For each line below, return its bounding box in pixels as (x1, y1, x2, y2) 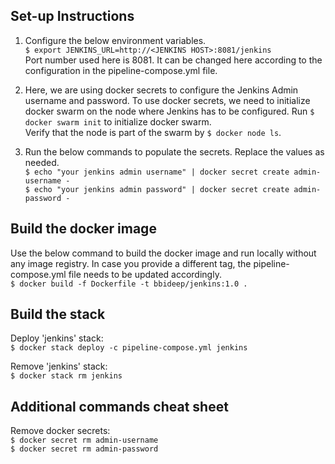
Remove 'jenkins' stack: (10, 360, 108, 373)
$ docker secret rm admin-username (10, 435, 159, 446)
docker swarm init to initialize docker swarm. (24, 115, 212, 128)
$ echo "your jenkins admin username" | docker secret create (24, 167, 290, 177)
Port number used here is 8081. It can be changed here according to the (24, 54, 323, 66)
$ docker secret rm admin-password (10, 444, 159, 454)
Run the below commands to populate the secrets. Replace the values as (24, 145, 325, 158)
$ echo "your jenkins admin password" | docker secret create (24, 184, 290, 194)
